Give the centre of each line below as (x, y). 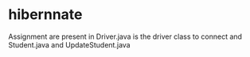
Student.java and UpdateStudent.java (69, 44)
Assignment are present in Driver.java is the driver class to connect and (125, 36)
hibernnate (45, 15)
